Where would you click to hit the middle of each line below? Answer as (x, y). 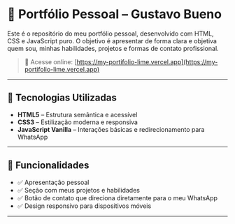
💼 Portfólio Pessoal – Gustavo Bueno (115, 14)
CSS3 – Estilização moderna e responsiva (78, 122)
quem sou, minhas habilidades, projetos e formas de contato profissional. (113, 48)
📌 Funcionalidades (48, 166)
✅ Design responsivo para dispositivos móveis (84, 206)
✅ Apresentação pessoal (53, 182)
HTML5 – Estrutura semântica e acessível (77, 114)
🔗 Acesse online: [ (50, 61)
